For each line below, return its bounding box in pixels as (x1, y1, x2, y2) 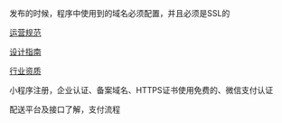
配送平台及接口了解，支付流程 (9, 104, 120, 115)
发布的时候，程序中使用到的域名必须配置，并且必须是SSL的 (9, 8, 230, 18)
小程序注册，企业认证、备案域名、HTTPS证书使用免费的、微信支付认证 (9, 85, 274, 95)
